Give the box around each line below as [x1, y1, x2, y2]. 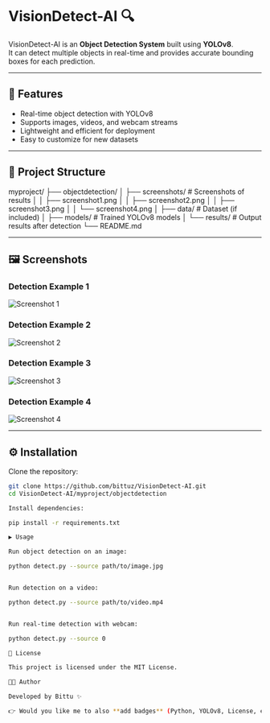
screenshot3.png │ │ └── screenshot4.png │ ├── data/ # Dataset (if [8, 204, 238, 213]
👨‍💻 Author [8, 678, 42, 686]
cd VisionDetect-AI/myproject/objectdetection [8, 490, 167, 498]
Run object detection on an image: [8, 547, 128, 556]
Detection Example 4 [8, 396, 92, 407]
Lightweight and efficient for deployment [19, 126, 155, 135]
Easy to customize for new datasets [19, 134, 139, 144]
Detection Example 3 [8, 357, 92, 369]
